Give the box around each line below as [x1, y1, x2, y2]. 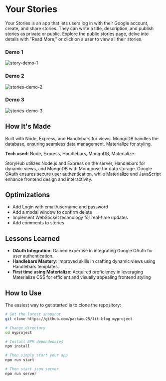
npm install [5, 344, 30, 349]
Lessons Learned [5, 234, 60, 243]
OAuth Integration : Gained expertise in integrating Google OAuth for [12, 248, 153, 254]
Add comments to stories [12, 220, 65, 226]
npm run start [5, 357, 35, 362]
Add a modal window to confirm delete [12, 209, 92, 215]
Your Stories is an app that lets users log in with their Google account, [5, 20, 149, 26]
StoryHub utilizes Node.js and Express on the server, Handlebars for [5, 160, 146, 166]
